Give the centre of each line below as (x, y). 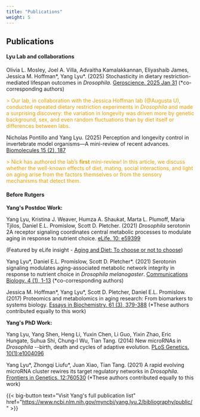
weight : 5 (19, 17)
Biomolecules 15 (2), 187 (36, 151)
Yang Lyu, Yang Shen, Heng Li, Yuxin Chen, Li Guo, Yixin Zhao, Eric (89, 335)
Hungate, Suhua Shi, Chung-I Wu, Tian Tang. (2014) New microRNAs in (94, 341)
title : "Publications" (34, 12)
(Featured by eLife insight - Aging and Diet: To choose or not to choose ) (95, 250)
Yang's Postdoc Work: (34, 208)
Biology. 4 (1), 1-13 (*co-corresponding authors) (65, 281)
